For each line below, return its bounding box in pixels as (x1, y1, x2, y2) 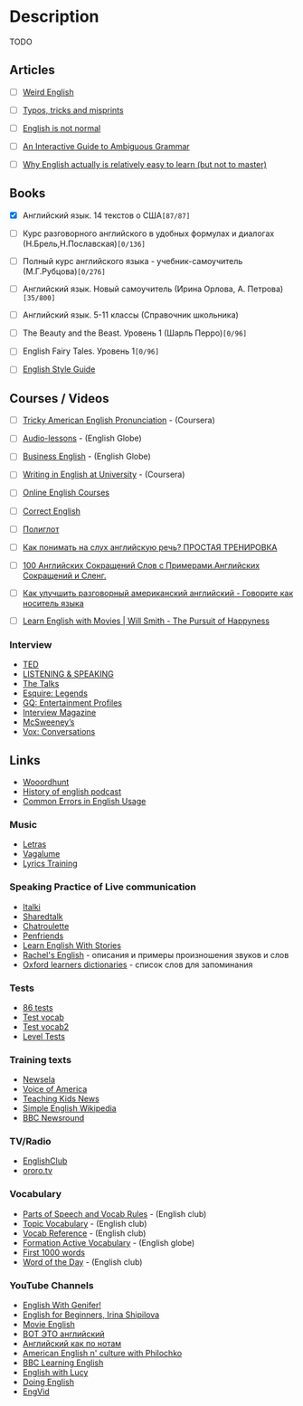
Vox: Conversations (22, 727, 96, 737)
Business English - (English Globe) (22, 451, 151, 462)
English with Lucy (22, 1367, 89, 1378)
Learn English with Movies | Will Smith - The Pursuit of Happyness (22, 615, 270, 626)
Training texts (9, 1053, 72, 1066)
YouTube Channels (9, 1278, 94, 1291)
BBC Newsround (22, 1113, 85, 1124)
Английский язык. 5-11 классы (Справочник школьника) (22, 309, 240, 320)
